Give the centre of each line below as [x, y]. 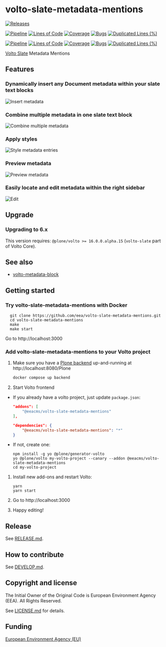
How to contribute [35, 555]
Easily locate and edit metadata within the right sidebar [75, 188]
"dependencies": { [32, 425]
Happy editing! [28, 510]
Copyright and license [41, 583]
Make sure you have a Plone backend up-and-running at [72, 363]
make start [21, 329]
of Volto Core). [21, 246]
